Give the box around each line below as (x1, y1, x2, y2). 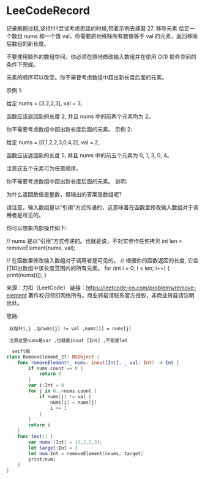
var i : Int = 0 (28, 382, 64, 388)
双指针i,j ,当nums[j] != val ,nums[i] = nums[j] (9, 325, 132, 332)
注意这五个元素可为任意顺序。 (6, 165, 81, 172)
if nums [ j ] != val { (39, 393, 92, 399)
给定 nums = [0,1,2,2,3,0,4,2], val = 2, (6, 138, 100, 146)
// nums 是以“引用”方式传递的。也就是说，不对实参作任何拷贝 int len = (6, 237, 182, 245)
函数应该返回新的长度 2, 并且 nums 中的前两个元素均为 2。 (6, 113, 154, 120)
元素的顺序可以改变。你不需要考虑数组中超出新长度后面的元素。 (6, 73, 167, 81)
